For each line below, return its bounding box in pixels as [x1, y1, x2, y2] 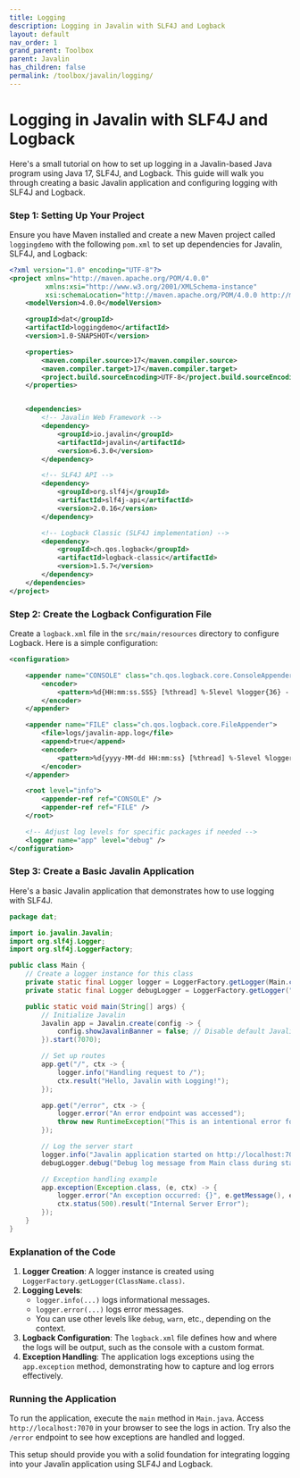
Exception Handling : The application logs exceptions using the [21, 1351, 254, 1363]
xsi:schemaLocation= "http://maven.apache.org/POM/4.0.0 [45, 290, 257, 299]
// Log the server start [41, 1142, 134, 1151]
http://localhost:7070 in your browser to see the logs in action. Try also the [9, 1423, 292, 1433]
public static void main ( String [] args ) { [25, 1002, 186, 1011]
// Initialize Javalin [41, 1011, 126, 1020]
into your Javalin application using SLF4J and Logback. [9, 1458, 213, 1470]
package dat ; [9, 912, 58, 921]
